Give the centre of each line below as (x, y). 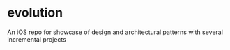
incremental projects (37, 39)
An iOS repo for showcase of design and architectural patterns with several (115, 32)
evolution (35, 13)
